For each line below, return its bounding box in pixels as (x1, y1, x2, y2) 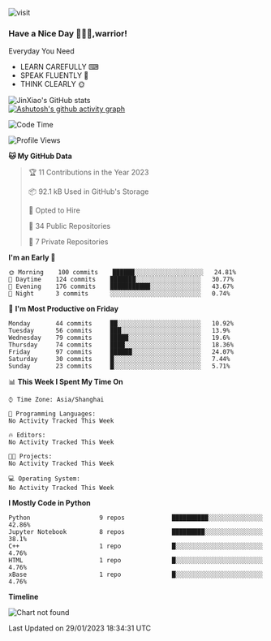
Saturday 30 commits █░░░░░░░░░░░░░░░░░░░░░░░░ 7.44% (8, 355, 230, 364)
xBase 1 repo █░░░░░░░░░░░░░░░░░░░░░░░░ (8, 570, 264, 579)
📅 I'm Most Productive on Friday (8, 304, 119, 314)
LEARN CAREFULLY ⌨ (19, 62, 100, 72)
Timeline (8, 592, 39, 602)
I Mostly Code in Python (8, 498, 91, 508)
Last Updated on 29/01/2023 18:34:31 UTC (8, 623, 152, 633)
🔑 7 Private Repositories (28, 237, 109, 247)
